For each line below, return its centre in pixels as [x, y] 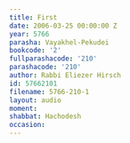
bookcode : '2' [36, 51]
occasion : [28, 125]
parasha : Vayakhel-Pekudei [59, 42]
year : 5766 [29, 34]
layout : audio [36, 100]
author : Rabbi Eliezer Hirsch [65, 75]
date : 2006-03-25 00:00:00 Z [63, 26]
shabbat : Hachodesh [45, 116]
